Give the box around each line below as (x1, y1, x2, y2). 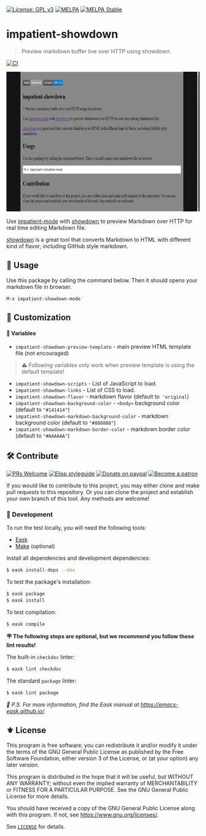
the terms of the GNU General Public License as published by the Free (6, 748, 184, 755)
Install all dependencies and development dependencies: (6, 554, 151, 562)
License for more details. (6, 792, 69, 800)
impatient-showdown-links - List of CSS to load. (15, 387, 135, 394)
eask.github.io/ (6, 707, 44, 714)
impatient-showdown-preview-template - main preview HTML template (15, 343, 191, 350)
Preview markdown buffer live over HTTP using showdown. (21, 47, 172, 55)
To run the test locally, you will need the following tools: (6, 524, 147, 532)
